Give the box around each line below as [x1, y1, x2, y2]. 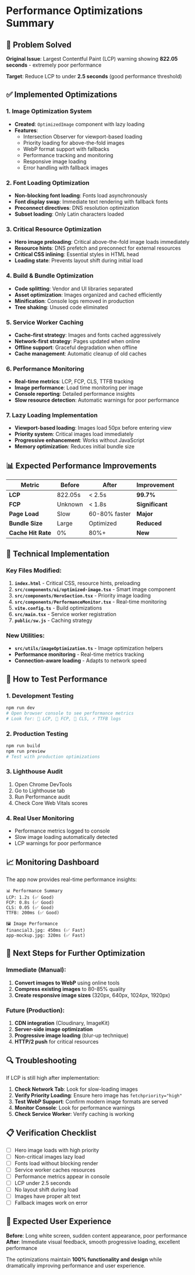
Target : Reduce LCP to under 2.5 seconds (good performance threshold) [6, 73, 182, 80]
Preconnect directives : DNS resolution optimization [14, 204, 140, 211]
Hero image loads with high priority [14, 1146, 99, 1153]
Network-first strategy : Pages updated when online [14, 337, 141, 344]
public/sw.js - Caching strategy [14, 617, 93, 624]
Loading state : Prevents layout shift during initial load [14, 257, 143, 264]
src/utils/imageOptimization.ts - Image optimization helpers [14, 645, 164, 652]
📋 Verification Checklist [6, 1128, 97, 1138]
